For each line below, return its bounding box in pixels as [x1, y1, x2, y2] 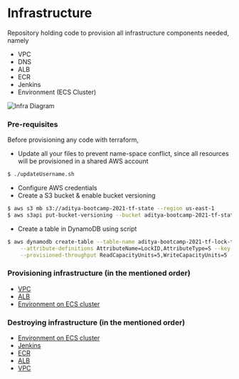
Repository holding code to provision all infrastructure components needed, [7, 28, 229, 37]
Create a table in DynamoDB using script [17, 224, 137, 233]
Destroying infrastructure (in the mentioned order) [7, 317, 186, 327]
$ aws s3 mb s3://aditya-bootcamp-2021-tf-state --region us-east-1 [7, 205, 215, 212]
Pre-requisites [7, 119, 58, 129]
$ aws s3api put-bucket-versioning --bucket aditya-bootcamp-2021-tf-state [7, 212, 237, 219]
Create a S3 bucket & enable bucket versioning [17, 191, 156, 200]
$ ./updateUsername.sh [7, 171, 75, 178]
